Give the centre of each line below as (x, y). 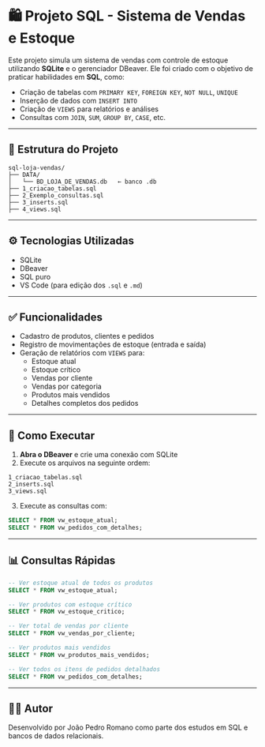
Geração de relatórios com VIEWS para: (82, 353)
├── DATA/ (24, 175)
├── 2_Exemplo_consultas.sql (56, 195)
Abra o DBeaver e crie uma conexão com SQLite (99, 455)
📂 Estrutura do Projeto (63, 150)
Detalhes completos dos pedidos (85, 404)
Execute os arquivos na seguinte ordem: (85, 463)
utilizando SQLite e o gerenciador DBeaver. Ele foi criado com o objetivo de (131, 68)
